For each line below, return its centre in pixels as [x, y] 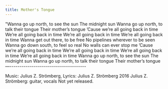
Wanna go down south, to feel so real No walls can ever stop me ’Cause [79, 45]
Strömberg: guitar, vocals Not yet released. [49, 81]
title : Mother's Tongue [30, 10]
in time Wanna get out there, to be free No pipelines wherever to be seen [80, 40]
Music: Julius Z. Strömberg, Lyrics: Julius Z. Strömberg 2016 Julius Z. [76, 76]
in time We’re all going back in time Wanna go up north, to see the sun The [82, 56]
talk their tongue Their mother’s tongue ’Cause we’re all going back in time [82, 29]
